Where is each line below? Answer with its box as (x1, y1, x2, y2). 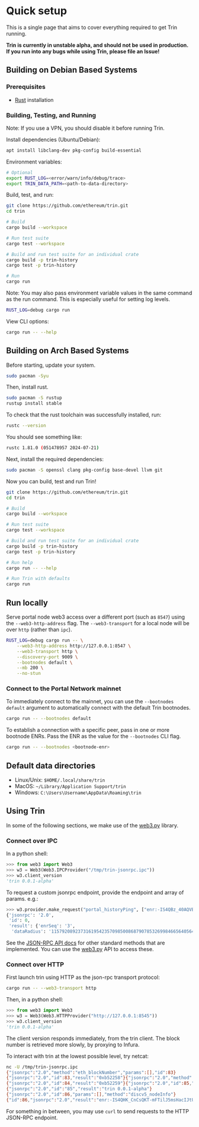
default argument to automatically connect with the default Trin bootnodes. (6, 704, 191, 712)
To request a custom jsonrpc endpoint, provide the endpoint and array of (6, 889, 184, 896)
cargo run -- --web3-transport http (6, 985, 97, 991)
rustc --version (6, 422, 46, 429)
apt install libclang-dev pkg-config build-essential (6, 147, 142, 153)
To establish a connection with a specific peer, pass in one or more (6, 726, 170, 734)
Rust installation (14, 96, 54, 103)
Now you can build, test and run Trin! (6, 478, 97, 485)
